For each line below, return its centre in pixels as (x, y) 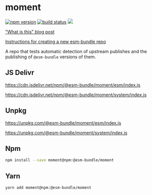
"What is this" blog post (30, 31)
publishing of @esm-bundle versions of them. (50, 57)
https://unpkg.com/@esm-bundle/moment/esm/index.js (63, 123)
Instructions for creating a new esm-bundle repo (56, 42)
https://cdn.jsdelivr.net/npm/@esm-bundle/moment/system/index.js (76, 95)
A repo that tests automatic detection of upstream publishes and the (76, 51)
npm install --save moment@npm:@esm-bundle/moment (60, 160)
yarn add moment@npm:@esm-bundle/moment (48, 188)
